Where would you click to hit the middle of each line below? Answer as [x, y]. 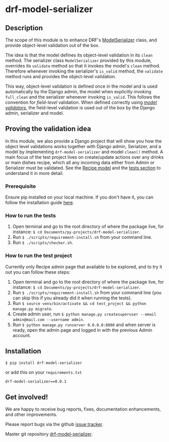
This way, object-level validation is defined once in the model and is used [81, 86]
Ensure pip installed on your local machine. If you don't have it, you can [79, 197]
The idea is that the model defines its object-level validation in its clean [79, 55]
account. [22, 335]
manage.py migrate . [33, 308]
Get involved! [27, 397]
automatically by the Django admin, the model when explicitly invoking [78, 91]
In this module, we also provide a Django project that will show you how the [83, 141]
